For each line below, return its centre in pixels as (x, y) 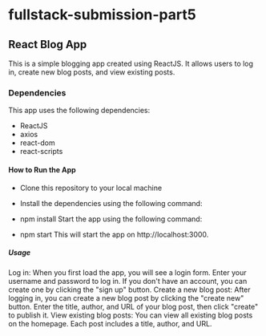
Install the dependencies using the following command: (111, 203)
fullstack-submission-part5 (102, 15)
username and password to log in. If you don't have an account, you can (128, 281)
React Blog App (48, 45)
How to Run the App (42, 169)
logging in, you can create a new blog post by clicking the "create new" (126, 298)
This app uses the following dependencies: (79, 111)
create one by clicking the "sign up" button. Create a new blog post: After (129, 289)
